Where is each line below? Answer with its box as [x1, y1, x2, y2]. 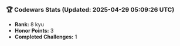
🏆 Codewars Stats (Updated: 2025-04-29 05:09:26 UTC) [6, 5, 175, 13]
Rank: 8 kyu [14, 21, 44, 28]
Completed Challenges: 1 [14, 33, 77, 40]
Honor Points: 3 [14, 27, 54, 34]
